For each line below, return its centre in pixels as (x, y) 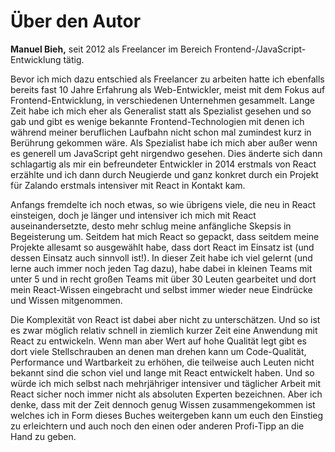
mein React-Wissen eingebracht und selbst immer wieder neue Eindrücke (161, 289)
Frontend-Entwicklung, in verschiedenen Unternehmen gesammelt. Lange (162, 100)
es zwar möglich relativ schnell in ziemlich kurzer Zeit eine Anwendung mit (164, 330)
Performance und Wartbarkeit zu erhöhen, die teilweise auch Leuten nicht (162, 362)
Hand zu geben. (43, 436)
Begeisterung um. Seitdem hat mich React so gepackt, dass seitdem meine (165, 236)
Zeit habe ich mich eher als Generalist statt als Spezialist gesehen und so (161, 111)
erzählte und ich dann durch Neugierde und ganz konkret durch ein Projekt (164, 174)
